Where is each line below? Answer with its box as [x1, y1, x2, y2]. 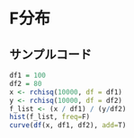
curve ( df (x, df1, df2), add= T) [9, 121, 127, 130]
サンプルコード [9, 47, 92, 62]
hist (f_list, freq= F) [9, 113, 91, 122]
